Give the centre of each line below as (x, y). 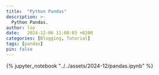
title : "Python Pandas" (36, 11)
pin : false (19, 49)
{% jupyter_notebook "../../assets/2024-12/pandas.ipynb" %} (80, 66)
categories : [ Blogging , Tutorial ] (48, 38)
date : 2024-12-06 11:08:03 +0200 (50, 33)
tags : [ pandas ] (25, 44)
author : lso (21, 28)
